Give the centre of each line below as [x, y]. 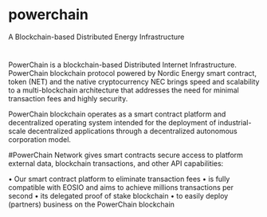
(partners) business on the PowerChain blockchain [92, 204]
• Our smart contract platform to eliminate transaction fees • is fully [119, 179]
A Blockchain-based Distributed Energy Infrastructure [96, 37]
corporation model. [40, 140]
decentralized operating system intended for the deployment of [112, 123]
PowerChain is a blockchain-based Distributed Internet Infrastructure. [122, 65]
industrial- [235, 123]
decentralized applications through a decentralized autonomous [132, 131]
